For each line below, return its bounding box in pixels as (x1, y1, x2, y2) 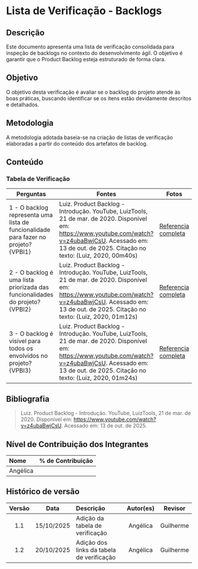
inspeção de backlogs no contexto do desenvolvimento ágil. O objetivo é (6, 50, 183, 57)
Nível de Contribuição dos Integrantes (6, 439, 149, 449)
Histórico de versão (6, 486, 80, 496)
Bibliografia (6, 394, 50, 404)
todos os (9, 344, 34, 353)
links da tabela (75, 545, 116, 554)
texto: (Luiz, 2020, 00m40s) (58, 252, 138, 260)
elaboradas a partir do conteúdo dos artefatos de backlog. (6, 140, 148, 147)
